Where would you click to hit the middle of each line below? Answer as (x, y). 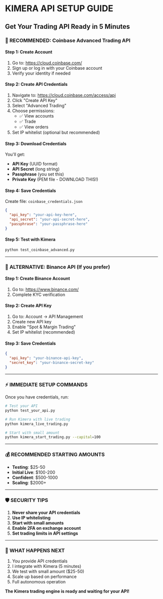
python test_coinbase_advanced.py (40, 250)
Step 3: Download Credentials (36, 143)
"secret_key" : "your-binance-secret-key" (52, 363)
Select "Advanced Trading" (39, 105)
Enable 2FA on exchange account (46, 528)
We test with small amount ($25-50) (48, 572)
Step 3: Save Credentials (31, 343)
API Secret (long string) (36, 169)
